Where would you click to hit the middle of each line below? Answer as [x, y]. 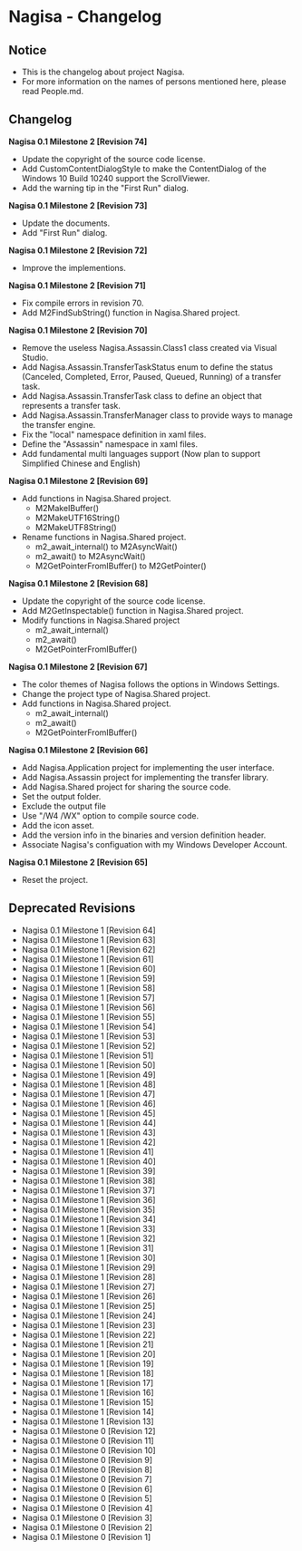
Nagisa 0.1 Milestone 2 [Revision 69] [78, 480]
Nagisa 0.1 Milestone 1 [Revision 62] [88, 949]
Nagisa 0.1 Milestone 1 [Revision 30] [88, 1257]
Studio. [35, 357]
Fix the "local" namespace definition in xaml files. [114, 434]
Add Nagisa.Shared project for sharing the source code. [126, 787]
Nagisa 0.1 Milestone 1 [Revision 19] [88, 1363]
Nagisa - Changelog [85, 17]
